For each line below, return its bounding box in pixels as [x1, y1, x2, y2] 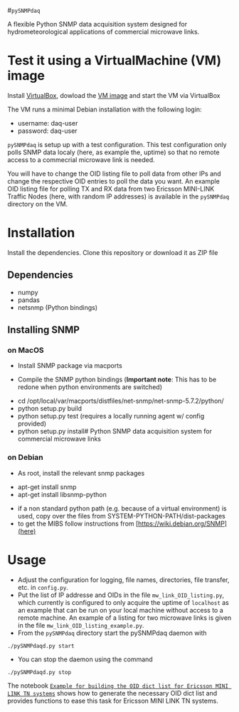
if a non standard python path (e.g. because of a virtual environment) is [17, 503, 227, 513]
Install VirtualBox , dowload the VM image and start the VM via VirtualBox [7, 91, 221, 99]
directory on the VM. [7, 199, 68, 208]
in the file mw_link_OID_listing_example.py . [17, 621, 144, 629]
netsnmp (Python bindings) [17, 303, 98, 311]
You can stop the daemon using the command [17, 655, 153, 663]
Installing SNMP [7, 324, 80, 336]
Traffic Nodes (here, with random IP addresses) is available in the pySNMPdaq [7, 192, 230, 201]
